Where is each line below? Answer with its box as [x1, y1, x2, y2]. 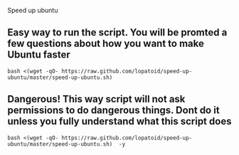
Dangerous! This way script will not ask [7, 93, 186, 105]
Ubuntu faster [7, 49, 70, 61]
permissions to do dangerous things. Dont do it [7, 105, 220, 117]
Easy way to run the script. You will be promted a [7, 26, 228, 38]
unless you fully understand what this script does [7, 115, 232, 127]
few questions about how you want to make [7, 38, 204, 50]
